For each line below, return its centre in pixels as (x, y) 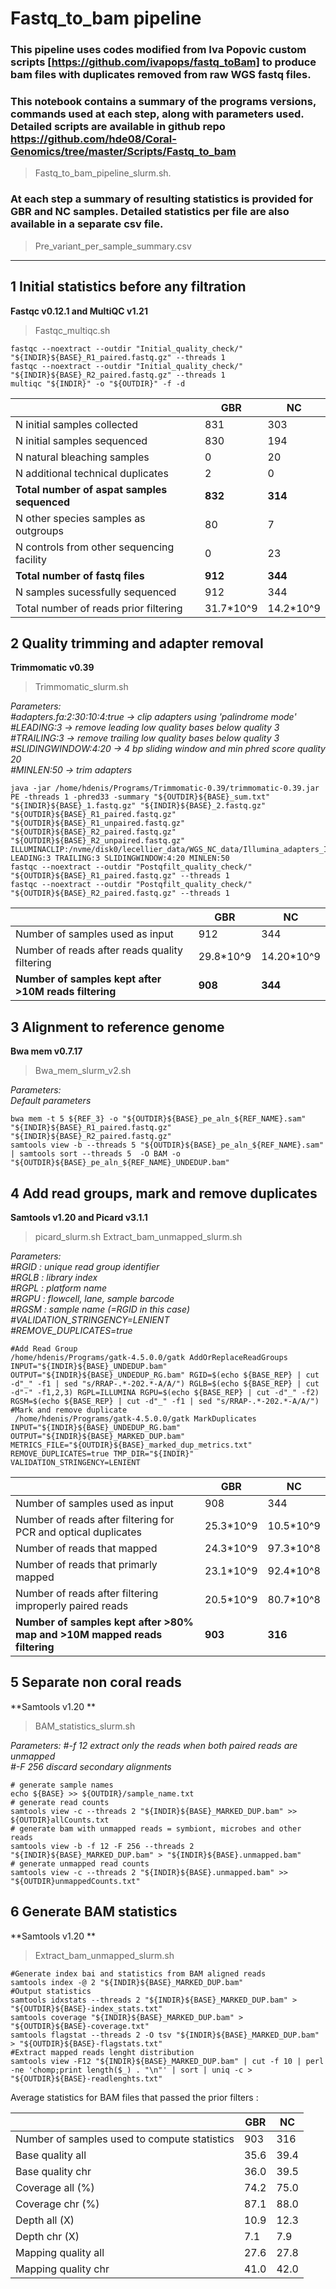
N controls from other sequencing (95, 547)
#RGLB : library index (54, 1277)
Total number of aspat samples (91, 489)
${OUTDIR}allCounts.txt (60, 1820)
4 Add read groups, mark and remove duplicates (164, 1193)
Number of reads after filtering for (95, 1519)
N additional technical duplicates (92, 473)
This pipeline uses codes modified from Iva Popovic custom (158, 50)
